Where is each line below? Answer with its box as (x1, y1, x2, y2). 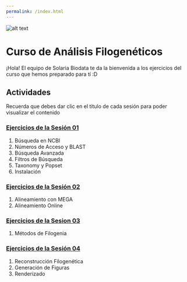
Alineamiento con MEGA (14, 196, 73, 203)
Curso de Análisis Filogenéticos (6, 45, 163, 58)
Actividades (6, 87, 51, 97)
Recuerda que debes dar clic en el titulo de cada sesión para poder (6, 103, 167, 110)
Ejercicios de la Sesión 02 (6, 182, 80, 190)
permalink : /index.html (6, 8, 64, 15)
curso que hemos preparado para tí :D (6, 71, 98, 78)
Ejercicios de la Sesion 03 (6, 217, 80, 225)
